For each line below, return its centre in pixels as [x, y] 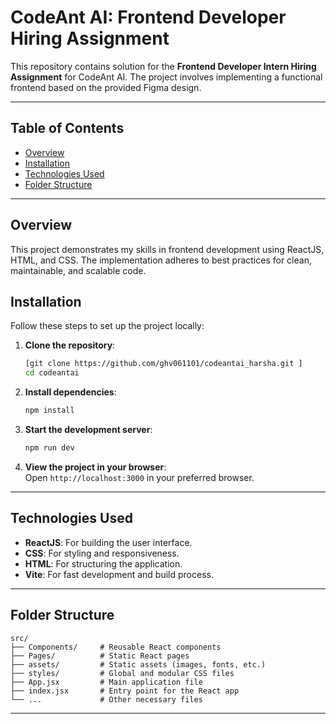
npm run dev [49, 448]
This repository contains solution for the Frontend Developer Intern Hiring [163, 66]
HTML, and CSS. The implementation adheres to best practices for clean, [161, 260]
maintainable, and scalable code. [78, 270]
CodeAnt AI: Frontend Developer [148, 17]
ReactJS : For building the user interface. [108, 542]
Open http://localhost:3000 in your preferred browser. [139, 477]
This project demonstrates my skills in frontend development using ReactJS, [167, 249]
